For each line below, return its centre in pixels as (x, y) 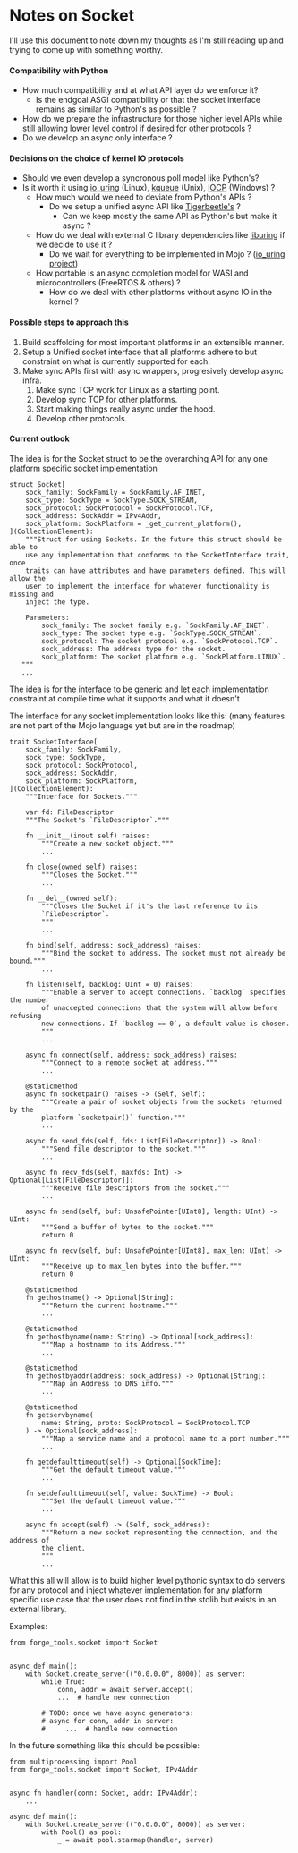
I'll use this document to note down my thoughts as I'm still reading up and (146, 40)
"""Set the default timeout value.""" (114, 1501)
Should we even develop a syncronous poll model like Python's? (140, 178)
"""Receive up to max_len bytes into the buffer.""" (142, 1266)
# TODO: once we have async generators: (118, 1713)
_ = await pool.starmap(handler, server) (136, 1840)
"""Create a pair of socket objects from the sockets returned (162, 1101)
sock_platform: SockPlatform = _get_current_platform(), (134, 523)
